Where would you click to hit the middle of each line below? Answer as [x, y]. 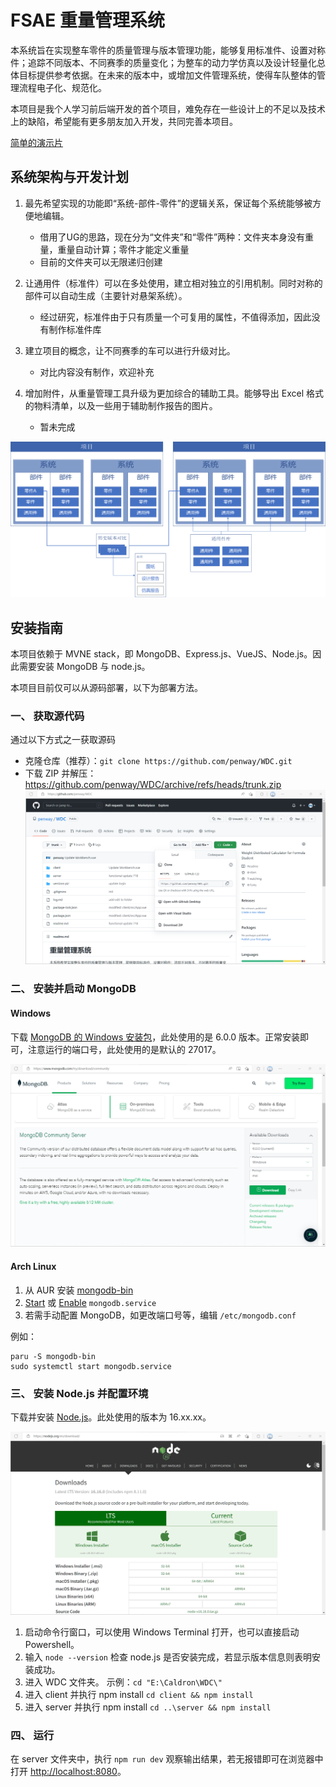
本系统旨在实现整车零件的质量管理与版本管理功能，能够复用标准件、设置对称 [168, 50]
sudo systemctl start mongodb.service [91, 1366]
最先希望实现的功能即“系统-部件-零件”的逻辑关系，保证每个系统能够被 [168, 203]
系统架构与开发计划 [69, 177]
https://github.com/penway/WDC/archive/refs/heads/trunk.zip [153, 785]
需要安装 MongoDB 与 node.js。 [84, 667]
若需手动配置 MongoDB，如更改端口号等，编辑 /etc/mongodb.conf [160, 1315]
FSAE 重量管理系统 [87, 20]
